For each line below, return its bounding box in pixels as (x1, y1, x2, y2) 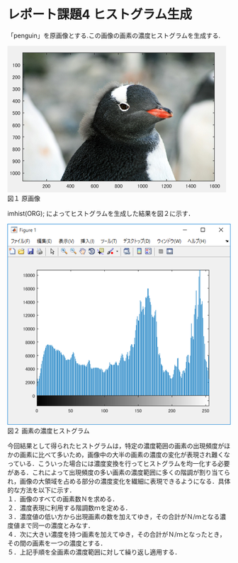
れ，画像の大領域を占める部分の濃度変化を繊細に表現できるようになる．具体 (7, 477, 231, 485)
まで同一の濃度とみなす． (19, 521, 94, 530)
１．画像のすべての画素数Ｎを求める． (7, 494, 119, 503)
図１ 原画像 (7, 194, 40, 203)
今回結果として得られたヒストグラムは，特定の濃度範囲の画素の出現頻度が (7, 441, 225, 450)
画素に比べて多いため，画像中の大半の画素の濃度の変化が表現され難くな (19, 450, 230, 459)
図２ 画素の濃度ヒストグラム (7, 426, 90, 435)
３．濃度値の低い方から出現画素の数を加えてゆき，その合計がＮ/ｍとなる (7, 512, 220, 521)
